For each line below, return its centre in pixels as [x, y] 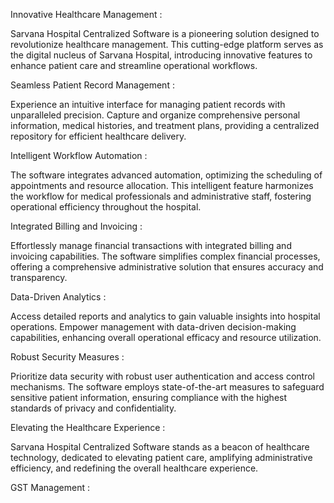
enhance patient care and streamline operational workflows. [134, 65]
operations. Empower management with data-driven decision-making [153, 327]
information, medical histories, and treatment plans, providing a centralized [165, 125]
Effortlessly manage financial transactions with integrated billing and [151, 245]
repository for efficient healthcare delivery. [98, 136]
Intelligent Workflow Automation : [79, 155]
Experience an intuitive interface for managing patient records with [148, 104]
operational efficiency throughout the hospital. [106, 207]
